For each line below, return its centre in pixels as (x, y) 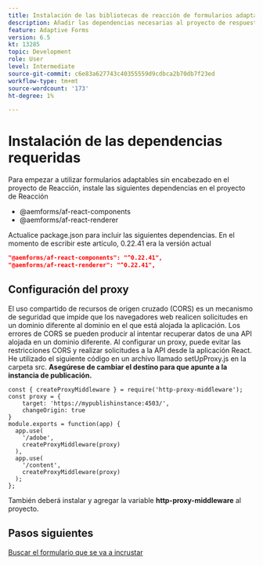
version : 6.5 (29, 37)
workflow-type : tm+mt (43, 81)
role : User (26, 60)
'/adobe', (38, 437)
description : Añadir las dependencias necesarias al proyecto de (117, 23)
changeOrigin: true (54, 410)
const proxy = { (34, 396)
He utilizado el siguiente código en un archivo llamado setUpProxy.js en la (127, 359)
